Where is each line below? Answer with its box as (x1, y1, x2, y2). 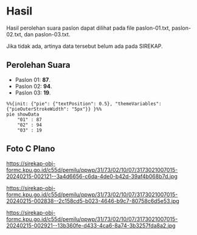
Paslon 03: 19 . (15, 89, 51, 96)
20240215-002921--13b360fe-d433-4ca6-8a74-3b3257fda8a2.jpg (6, 222, 176, 229)
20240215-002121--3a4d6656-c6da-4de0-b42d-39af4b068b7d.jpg (6, 173, 178, 180)
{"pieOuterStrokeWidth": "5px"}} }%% (6, 106, 102, 112)
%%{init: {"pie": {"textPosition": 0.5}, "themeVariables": (6, 101, 162, 107)
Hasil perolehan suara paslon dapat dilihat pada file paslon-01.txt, (6, 24, 171, 31)
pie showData (6, 111, 40, 117)
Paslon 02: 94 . (15, 82, 52, 90)
